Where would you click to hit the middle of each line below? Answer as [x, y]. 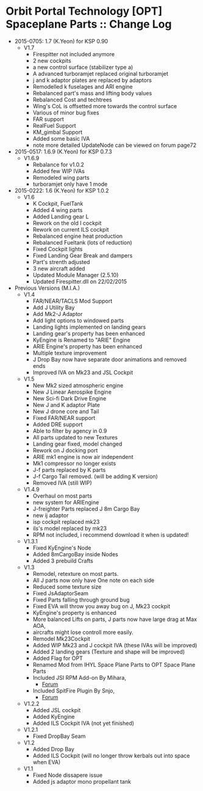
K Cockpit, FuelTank [58, 204]
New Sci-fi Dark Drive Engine [69, 398]
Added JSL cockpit [57, 710]
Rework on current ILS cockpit [71, 229]
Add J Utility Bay [54, 307]
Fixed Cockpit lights [58, 249]
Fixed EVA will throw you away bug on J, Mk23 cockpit [101, 606]
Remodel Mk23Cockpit [62, 638]
